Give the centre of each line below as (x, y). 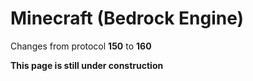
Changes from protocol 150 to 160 (81, 46)
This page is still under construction (87, 65)
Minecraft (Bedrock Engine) (127, 18)
